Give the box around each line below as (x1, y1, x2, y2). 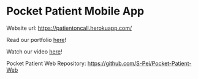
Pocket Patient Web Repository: (6, 60, 86, 67)
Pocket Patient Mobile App (6, 4, 145, 18)
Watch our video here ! (6, 47, 63, 55)
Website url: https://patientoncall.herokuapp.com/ (6, 24, 132, 32)
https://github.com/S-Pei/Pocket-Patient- (87, 60, 192, 67)
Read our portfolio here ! (6, 36, 67, 43)
